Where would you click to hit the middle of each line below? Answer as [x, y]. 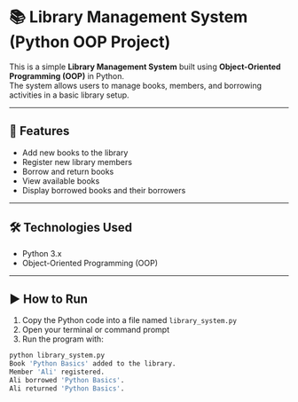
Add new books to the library [75, 153]
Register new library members [77, 162]
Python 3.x [42, 253]
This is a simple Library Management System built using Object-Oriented [145, 67]
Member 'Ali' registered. [57, 372]
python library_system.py [57, 356]
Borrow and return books [68, 171]
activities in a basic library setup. [70, 95]
